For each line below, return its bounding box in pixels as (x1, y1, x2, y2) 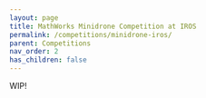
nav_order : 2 (9, 47, 59, 56)
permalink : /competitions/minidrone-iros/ (9, 30, 172, 39)
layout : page (9, 13, 59, 23)
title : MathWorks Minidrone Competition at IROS (9, 22, 197, 31)
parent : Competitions (9, 38, 92, 48)
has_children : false (9, 55, 88, 64)
